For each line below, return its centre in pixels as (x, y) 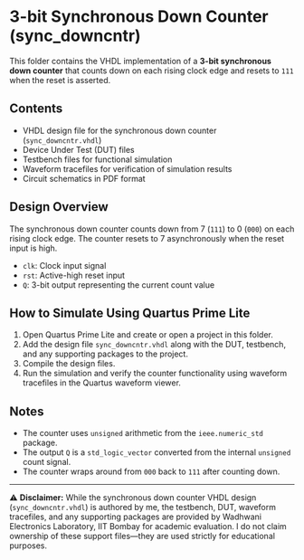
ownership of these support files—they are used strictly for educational (142, 536)
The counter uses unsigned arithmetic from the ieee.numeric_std (143, 433)
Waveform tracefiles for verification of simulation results (127, 168)
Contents (36, 109)
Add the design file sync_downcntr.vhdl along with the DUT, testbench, (154, 345)
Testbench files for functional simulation (97, 159)
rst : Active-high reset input (73, 275)
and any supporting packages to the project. (105, 354)
